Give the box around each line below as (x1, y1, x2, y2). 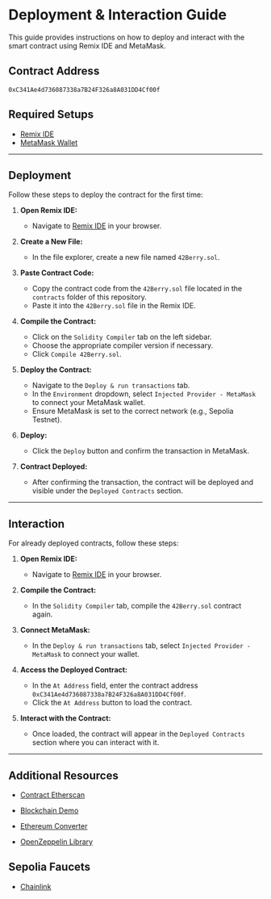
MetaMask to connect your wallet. (31, 650, 140, 659)
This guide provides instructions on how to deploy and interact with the (8, 32, 245, 42)
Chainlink (19, 881, 52, 891)
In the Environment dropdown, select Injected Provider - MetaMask (31, 389, 256, 399)
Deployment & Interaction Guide (8, 6, 227, 24)
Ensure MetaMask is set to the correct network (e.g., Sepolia (31, 406, 234, 416)
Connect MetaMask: (19, 625, 90, 635)
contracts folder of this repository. (31, 292, 148, 302)
